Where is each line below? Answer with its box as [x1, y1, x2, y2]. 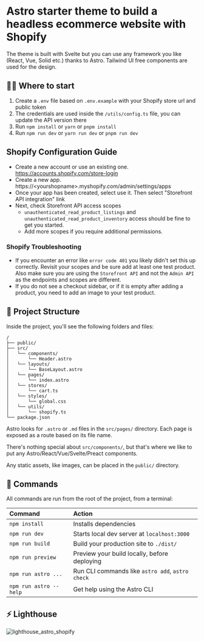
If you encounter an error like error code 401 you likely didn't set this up [15, 257, 196, 264]
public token [15, 103, 47, 111]
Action [73, 510, 93, 518]
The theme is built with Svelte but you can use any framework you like [6, 50, 182, 57]
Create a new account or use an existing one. [15, 163, 129, 170]
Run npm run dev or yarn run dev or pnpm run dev [15, 129, 138, 136]
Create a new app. [15, 176, 62, 183]
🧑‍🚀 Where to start [6, 81, 75, 91]
